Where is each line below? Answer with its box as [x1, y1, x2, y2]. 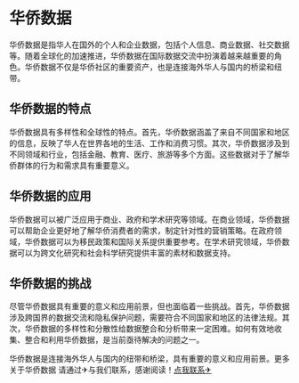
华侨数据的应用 [9, 189, 92, 204]
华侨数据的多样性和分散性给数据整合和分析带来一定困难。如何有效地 [24, 323, 274, 334]
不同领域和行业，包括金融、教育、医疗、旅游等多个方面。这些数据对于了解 [9, 149, 282, 159]
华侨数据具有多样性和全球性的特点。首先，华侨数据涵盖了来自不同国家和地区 [9, 126, 290, 137]
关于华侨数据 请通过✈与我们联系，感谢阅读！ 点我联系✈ [9, 364, 212, 375]
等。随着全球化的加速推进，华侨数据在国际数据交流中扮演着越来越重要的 [9, 50, 274, 61]
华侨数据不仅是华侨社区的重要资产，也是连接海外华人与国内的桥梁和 [24, 61, 274, 72]
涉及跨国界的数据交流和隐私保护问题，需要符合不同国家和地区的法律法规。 [9, 313, 282, 323]
